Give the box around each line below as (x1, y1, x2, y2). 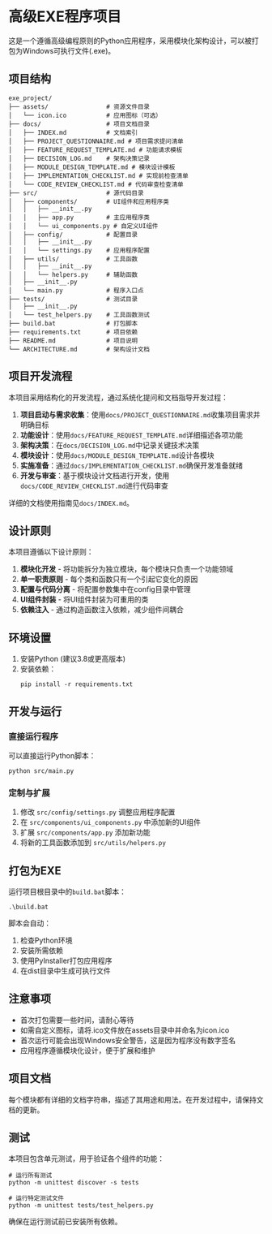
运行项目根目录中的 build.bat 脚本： (8, 887, 127, 896)
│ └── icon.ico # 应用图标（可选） (8, 111, 162, 119)
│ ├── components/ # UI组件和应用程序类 (8, 197, 170, 205)
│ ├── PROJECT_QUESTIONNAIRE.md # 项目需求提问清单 (8, 137, 184, 145)
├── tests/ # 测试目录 (8, 295, 138, 303)
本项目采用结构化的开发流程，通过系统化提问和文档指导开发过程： (8, 392, 228, 402)
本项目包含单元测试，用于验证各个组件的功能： (8, 1154, 164, 1163)
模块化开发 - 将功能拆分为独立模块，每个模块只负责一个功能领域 (19, 564, 234, 574)
